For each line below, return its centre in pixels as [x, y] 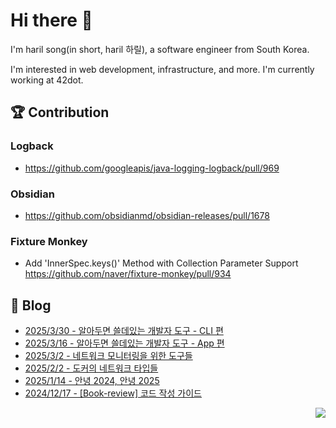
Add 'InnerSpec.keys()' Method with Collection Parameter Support [161, 263]
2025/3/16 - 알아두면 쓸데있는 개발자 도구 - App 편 [124, 343]
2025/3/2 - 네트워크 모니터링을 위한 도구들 [108, 356]
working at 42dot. [47, 80]
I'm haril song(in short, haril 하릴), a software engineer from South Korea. [160, 49]
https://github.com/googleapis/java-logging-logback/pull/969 [152, 168]
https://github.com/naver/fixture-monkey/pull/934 [128, 274]
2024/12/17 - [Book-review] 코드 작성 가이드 [113, 393]
